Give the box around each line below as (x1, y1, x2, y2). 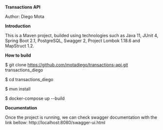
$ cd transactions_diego (5, 77, 54, 82)
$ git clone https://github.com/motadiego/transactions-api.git (5, 62, 128, 67)
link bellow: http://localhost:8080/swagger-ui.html (5, 120, 106, 125)
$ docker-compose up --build (5, 95, 65, 101)
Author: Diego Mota (5, 14, 45, 19)
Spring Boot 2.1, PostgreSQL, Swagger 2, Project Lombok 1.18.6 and (5, 38, 140, 43)
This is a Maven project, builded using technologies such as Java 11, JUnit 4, (5, 33, 159, 38)
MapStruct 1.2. (5, 43, 35, 48)
